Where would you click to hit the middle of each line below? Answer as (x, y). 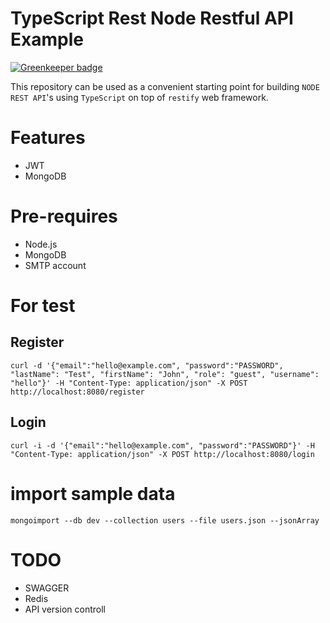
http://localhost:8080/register (77, 392)
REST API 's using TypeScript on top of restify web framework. (139, 97)
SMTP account (55, 265)
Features (48, 138)
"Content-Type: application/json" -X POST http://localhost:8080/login (162, 454)
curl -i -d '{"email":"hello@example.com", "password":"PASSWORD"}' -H (162, 445)
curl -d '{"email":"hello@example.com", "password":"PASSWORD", (147, 365)
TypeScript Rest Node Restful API (152, 18)
